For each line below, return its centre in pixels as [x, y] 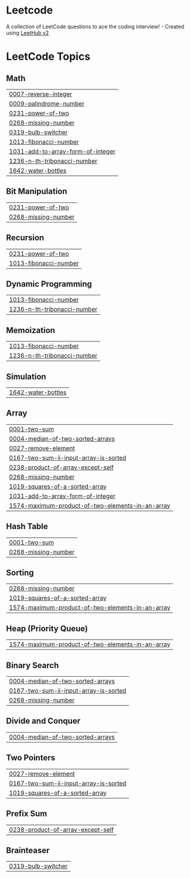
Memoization [31, 330]
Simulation [26, 376]
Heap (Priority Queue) [47, 628]
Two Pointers [31, 758]
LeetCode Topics [48, 57]
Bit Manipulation [37, 192]
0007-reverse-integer [40, 94]
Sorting [20, 573]
